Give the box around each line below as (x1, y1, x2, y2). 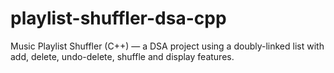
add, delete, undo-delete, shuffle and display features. (10, 50, 235, 62)
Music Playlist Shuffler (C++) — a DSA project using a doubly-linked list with (10, 40, 325, 52)
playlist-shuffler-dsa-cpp (10, 7, 227, 30)
